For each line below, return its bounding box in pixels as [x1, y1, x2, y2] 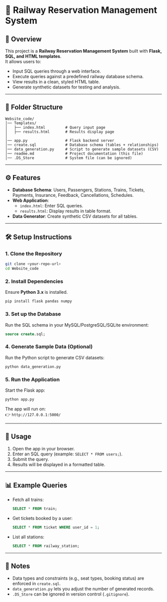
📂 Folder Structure [5, 103, 63, 111]
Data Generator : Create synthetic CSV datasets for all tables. [12, 213, 138, 219]
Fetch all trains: [12, 497, 44, 503]
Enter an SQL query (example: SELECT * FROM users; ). [12, 451, 123, 457]
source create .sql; [5, 332, 46, 337]
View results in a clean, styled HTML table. [12, 79, 100, 85]
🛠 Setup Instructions [5, 233, 72, 242]
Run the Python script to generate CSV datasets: [5, 354, 105, 360]
